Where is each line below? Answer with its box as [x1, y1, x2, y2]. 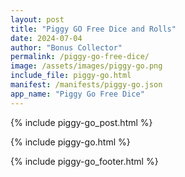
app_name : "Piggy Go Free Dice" [10, 89, 145, 99]
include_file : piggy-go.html [10, 71, 132, 81]
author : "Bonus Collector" [10, 42, 123, 53]
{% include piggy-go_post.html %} [10, 116, 153, 128]
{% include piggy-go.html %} [10, 136, 131, 148]
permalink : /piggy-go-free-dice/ [10, 52, 150, 62]
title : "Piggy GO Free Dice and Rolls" [10, 24, 177, 34]
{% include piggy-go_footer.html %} [10, 155, 159, 167]
